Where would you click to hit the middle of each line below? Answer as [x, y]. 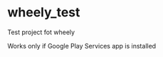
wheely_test [44, 12]
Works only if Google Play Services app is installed [82, 46]
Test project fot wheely [41, 32]
